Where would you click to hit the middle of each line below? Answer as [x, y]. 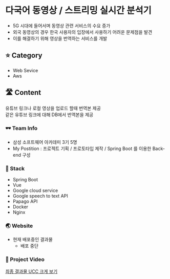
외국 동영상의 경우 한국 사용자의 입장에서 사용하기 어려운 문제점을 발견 [82, 32]
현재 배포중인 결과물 [33, 240]
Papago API [25, 201]
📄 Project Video [25, 260]
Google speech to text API [40, 196]
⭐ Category [24, 56]
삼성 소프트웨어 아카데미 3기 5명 [45, 142]
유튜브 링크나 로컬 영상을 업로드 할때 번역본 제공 [53, 108]
